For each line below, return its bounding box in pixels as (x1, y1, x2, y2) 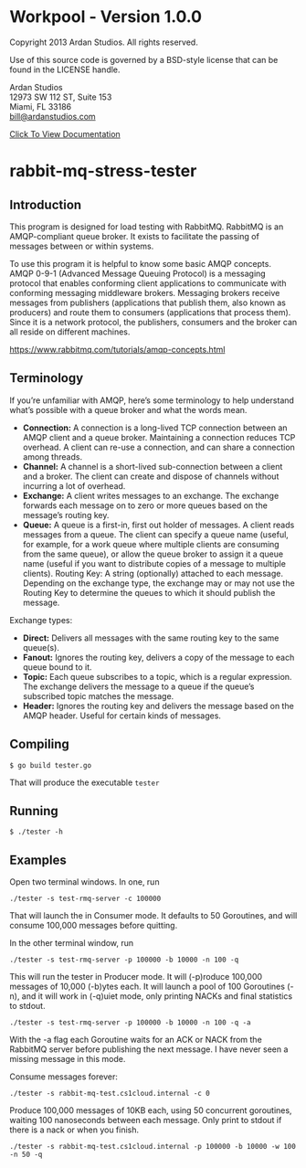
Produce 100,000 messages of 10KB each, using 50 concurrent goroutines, (9, 1105, 292, 1116)
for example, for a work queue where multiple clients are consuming (22, 538, 280, 549)
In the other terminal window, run (9, 938, 134, 949)
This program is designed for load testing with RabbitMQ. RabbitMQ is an (9, 221, 284, 232)
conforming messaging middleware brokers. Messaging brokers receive (9, 287, 280, 298)
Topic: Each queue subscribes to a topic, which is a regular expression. (22, 671, 292, 682)
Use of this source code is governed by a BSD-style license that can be (9, 54, 279, 65)
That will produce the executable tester (9, 777, 160, 788)
